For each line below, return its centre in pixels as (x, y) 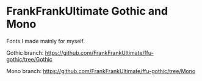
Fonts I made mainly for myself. (46, 41)
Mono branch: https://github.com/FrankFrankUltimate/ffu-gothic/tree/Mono (101, 71)
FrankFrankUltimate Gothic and (87, 11)
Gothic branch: (25, 52)
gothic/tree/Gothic (30, 59)
